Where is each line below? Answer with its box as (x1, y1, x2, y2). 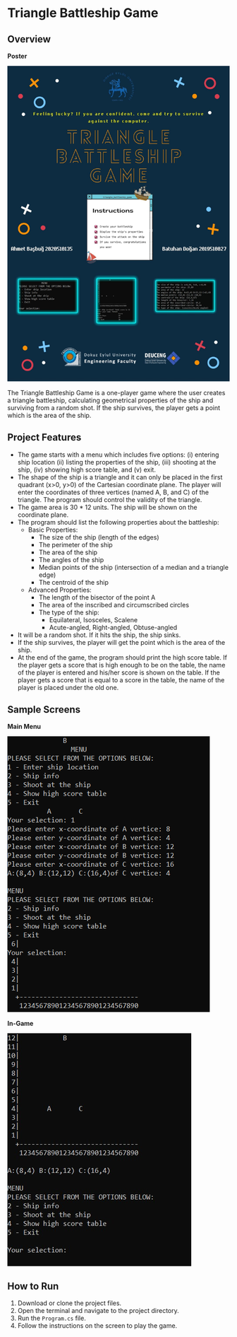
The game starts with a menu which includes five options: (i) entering (17, 450, 219, 459)
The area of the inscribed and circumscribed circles (38, 600, 189, 609)
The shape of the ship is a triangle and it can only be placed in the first (17, 472, 223, 481)
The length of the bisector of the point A (38, 592, 156, 602)
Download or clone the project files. (17, 1299, 122, 1307)
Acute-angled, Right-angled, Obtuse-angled (49, 623, 178, 631)
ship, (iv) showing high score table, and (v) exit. (17, 465, 157, 474)
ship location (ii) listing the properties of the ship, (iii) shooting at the (17, 457, 217, 466)
